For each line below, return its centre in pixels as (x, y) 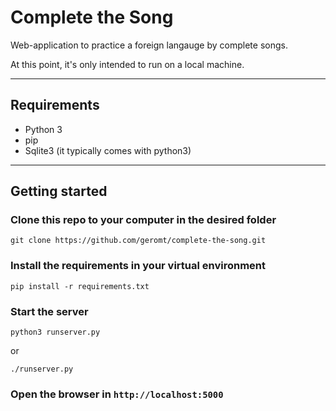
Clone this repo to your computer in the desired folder (143, 220)
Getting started (59, 191)
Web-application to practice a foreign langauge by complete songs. (149, 45)
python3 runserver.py (55, 332)
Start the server (49, 311)
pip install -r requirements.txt (80, 286)
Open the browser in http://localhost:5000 (117, 394)
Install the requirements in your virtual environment (138, 266)
